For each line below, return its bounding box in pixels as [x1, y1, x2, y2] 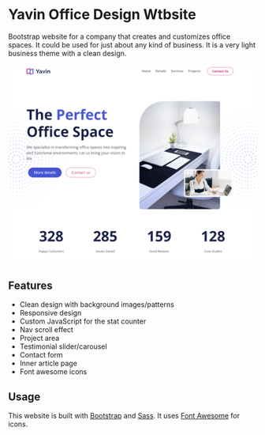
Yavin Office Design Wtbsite [8, 6, 197, 24]
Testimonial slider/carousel [19, 342, 108, 351]
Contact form [19, 350, 63, 360]
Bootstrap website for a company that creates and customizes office [8, 32, 231, 41]
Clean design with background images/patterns [19, 300, 175, 309]
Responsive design [19, 308, 82, 318]
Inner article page [19, 358, 77, 369]
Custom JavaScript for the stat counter [19, 316, 147, 326]
